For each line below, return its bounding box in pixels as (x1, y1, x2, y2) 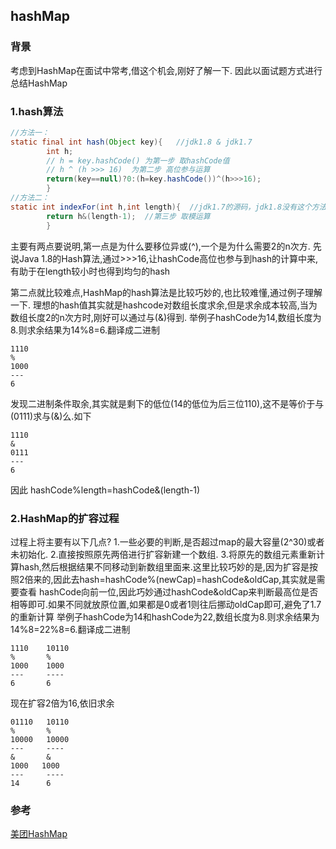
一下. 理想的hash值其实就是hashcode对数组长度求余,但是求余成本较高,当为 (10, 299, 318, 311)
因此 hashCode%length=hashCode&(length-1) (10, 484, 201, 496)
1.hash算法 (10, 104, 64, 118)
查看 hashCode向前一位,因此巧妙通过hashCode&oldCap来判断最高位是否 (18, 585, 319, 598)
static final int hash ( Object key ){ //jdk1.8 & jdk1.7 (10, 137, 253, 147)
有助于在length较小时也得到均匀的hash (10, 265, 171, 277)
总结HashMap (10, 77, 68, 89)
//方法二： (10, 193, 50, 203)
